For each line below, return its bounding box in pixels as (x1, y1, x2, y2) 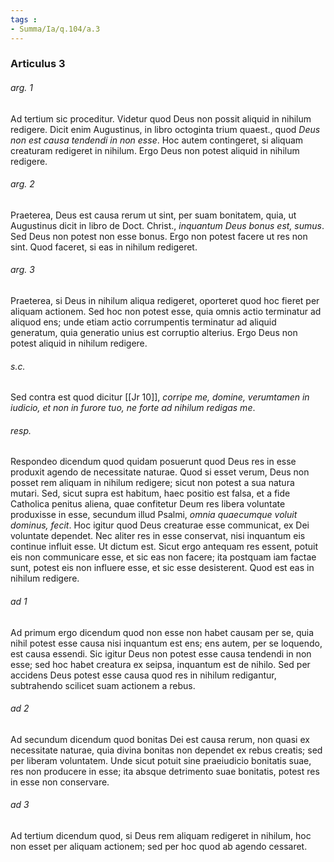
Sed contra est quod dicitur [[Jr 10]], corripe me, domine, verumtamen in (10, 391, 310, 403)
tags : (10, 14, 38, 25)
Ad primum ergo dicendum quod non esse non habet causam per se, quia (10, 626, 315, 638)
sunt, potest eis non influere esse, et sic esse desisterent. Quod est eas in (10, 562, 315, 574)
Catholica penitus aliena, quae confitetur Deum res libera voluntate (10, 498, 286, 510)
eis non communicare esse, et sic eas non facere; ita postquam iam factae (10, 551, 317, 563)
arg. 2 (10, 178, 35, 190)
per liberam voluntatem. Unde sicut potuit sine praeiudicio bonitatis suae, (10, 754, 312, 766)
